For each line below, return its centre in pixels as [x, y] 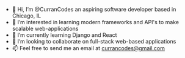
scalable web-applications [45, 28]
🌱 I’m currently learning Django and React [64, 35]
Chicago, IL [27, 16]
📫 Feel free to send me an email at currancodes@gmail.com [88, 48]
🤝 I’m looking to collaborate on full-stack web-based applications [94, 41]
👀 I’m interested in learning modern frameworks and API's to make [95, 22]
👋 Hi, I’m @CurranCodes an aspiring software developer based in [94, 9]
